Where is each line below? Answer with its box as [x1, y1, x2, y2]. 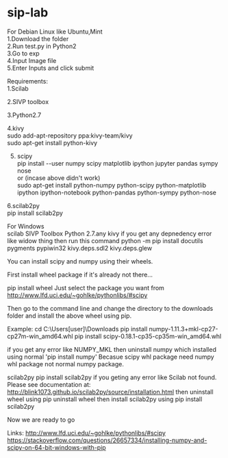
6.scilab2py [7, 201, 40, 209]
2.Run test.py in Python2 [7, 42, 77, 50]
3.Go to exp [7, 49, 40, 58]
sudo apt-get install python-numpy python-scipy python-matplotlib [16, 181, 207, 189]
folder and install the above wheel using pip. [7, 311, 132, 320]
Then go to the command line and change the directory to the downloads [7, 304, 214, 312]
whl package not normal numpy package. [7, 359, 125, 368]
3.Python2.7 [7, 111, 42, 119]
